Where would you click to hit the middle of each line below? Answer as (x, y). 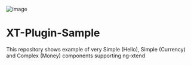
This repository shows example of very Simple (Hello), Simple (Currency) (96, 49)
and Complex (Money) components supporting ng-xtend (76, 56)
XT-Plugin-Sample (53, 33)
